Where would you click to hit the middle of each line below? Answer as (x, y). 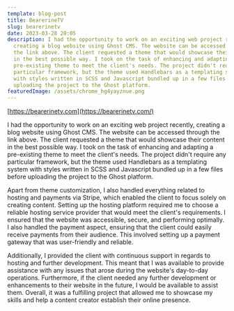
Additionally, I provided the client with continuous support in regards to (109, 256)
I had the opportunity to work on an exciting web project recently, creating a (116, 125)
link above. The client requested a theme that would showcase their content (116, 139)
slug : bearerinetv (34, 26)
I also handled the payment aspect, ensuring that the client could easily (110, 227)
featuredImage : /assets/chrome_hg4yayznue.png (76, 91)
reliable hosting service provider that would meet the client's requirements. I (117, 213)
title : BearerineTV (36, 20)
